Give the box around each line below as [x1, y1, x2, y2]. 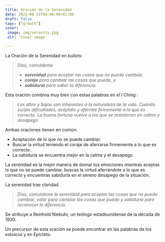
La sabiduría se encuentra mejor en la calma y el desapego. [12, 152, 134, 158]
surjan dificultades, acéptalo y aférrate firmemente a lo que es [17, 107, 146, 113]
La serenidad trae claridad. [5, 181, 60, 188]
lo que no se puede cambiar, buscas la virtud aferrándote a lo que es [5, 166, 145, 173]
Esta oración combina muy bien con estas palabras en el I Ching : [5, 92, 138, 98]
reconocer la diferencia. [17, 202, 67, 207]
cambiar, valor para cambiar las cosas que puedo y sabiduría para [17, 196, 155, 202]
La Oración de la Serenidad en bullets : [5, 52, 83, 58]
